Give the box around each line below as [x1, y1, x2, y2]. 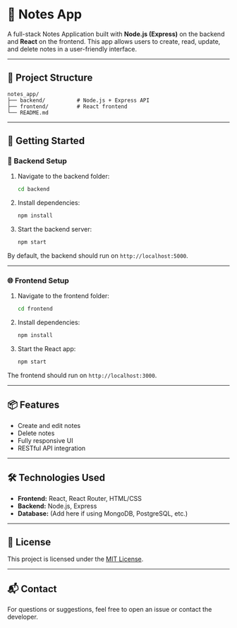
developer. [7, 612, 39, 621]
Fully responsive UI [17, 436, 74, 444]
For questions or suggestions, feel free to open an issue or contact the [7, 605, 212, 614]
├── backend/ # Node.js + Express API [7, 97, 150, 104]
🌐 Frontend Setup [7, 276, 69, 285]
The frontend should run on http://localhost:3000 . [7, 371, 157, 379]
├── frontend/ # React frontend [7, 102, 128, 110]
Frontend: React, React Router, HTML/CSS [17, 494, 142, 502]
